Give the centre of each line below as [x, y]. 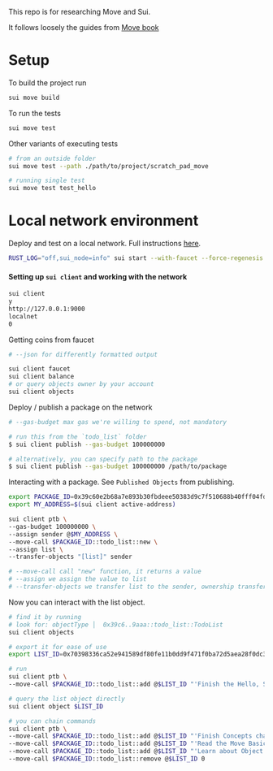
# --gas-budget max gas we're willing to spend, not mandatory [118, 422]
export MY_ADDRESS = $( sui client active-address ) [92, 505]
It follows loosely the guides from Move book [84, 27]
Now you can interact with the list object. [77, 602]
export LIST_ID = [36, 654]
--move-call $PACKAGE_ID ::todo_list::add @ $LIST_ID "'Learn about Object [136, 752]
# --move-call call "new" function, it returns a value [105, 572]
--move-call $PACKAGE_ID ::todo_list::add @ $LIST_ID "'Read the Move [127, 744]
